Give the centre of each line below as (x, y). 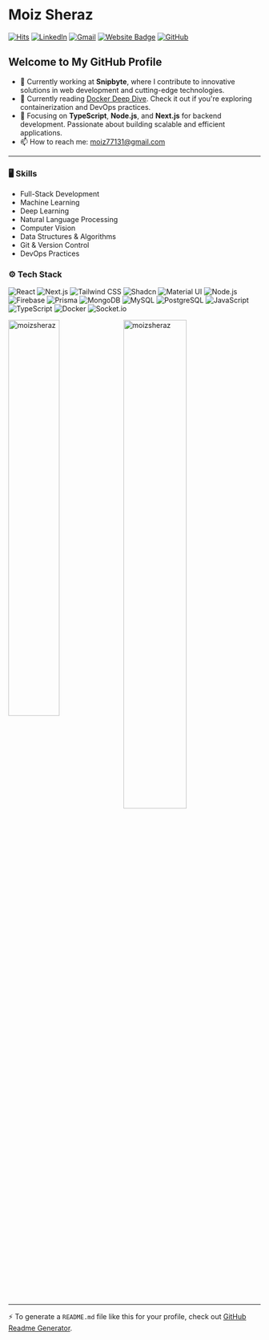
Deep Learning (44, 211)
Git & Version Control (54, 245)
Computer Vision (48, 228)
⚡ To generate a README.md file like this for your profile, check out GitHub (127, 1317)
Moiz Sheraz (51, 15)
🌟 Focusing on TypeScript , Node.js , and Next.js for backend (120, 115)
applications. (41, 132)
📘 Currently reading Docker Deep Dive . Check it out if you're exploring (136, 99)
